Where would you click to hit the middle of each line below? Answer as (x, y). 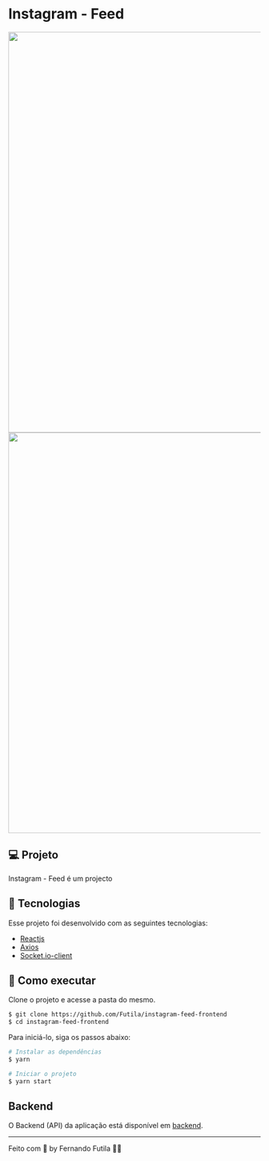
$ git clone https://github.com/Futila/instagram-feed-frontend (118, 1014)
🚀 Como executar (52, 980)
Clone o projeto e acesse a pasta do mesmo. (82, 1000)
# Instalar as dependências (55, 1052)
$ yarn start (30, 1081)
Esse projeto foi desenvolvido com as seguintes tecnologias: (108, 923)
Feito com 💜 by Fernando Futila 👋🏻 (65, 1149)
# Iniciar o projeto (43, 1074)
